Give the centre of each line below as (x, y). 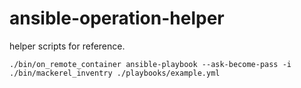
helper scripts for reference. (67, 46)
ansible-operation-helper (117, 18)
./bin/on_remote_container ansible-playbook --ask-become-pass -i (150, 64)
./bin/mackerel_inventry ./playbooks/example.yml (115, 73)
